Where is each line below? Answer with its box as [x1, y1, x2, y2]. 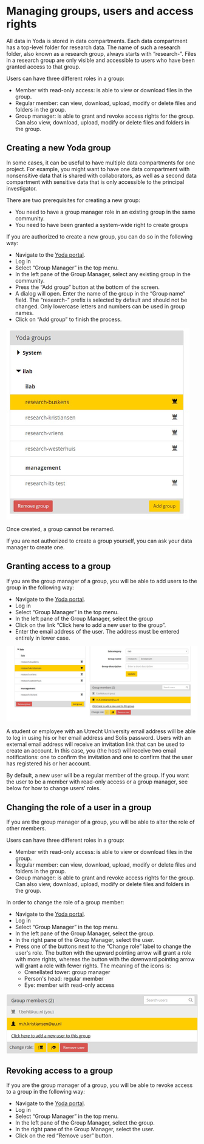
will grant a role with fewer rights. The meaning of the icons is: [15, 962, 171, 969]
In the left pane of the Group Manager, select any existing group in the [15, 270, 191, 277]
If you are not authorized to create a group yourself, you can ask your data [6, 537, 192, 544]
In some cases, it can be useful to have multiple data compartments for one [6, 159, 195, 166]
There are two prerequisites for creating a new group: [6, 196, 141, 204]
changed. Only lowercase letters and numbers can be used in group [15, 302, 185, 310]
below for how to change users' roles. [6, 785, 101, 792]
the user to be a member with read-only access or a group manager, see [6, 778, 188, 785]
